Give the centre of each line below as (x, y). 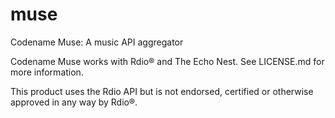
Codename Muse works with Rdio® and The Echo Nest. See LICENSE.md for (167, 61)
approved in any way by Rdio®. (74, 102)
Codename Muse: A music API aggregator (97, 42)
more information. (47, 72)
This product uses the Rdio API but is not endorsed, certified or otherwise (162, 91)
